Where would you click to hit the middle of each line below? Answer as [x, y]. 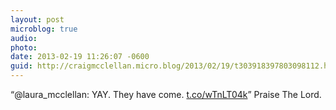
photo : [24, 47]
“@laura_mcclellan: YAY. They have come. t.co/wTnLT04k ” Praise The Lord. [166, 94]
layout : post [37, 19]
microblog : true [44, 29]
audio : [24, 38]
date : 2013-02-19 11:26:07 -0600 [80, 57]
